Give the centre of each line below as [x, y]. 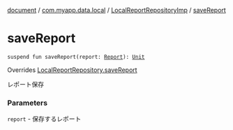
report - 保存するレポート [44, 119]
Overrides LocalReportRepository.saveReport [72, 70]
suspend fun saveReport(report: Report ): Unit [76, 57]
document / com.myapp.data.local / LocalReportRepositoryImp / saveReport [117, 10]
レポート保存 [25, 84]
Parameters [27, 103]
